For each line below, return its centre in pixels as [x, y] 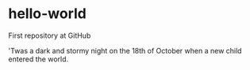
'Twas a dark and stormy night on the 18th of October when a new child [125, 50]
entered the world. [38, 59]
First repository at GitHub [50, 35]
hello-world [48, 14]
